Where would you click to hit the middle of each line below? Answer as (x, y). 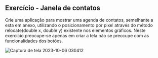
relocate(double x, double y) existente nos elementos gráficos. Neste (75, 30)
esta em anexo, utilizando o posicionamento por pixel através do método (79, 25)
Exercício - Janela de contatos (53, 8)
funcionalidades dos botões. (34, 41)
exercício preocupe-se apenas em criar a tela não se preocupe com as (77, 35)
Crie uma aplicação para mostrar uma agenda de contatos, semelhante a (79, 20)
